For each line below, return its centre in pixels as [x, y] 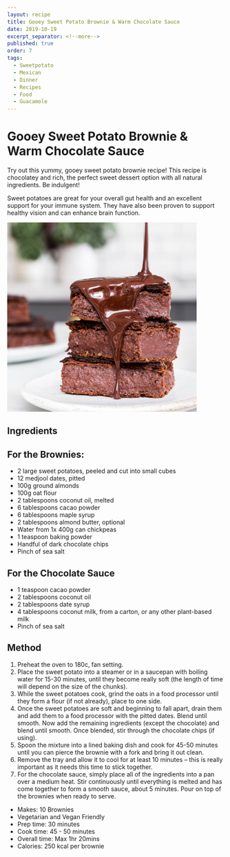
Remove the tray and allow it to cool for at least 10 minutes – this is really [120, 759]
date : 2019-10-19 [32, 29]
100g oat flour [37, 493]
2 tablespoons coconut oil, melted [65, 500]
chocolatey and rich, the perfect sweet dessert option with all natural [105, 178]
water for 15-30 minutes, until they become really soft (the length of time [120, 679]
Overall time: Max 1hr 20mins [58, 838]
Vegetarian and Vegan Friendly [61, 816]
